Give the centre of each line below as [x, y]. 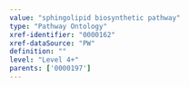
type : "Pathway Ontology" [58, 26]
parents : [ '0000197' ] [50, 69]
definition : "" [38, 52]
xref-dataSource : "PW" [52, 43]
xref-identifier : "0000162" [63, 34]
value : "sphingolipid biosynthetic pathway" [95, 18]
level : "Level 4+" [44, 60]
